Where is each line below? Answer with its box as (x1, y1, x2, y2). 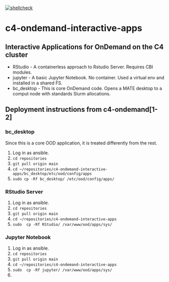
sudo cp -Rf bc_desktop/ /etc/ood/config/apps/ (12, 176, 115, 181)
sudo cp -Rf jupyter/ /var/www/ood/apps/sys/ (12, 268, 112, 273)
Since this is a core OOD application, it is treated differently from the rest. (5, 139, 157, 146)
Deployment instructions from (5, 105, 102, 114)
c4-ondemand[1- (103, 105, 158, 114)
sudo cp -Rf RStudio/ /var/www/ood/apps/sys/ (12, 222, 112, 227)
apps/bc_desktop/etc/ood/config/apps (12, 171, 92, 176)
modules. (12, 69, 32, 75)
